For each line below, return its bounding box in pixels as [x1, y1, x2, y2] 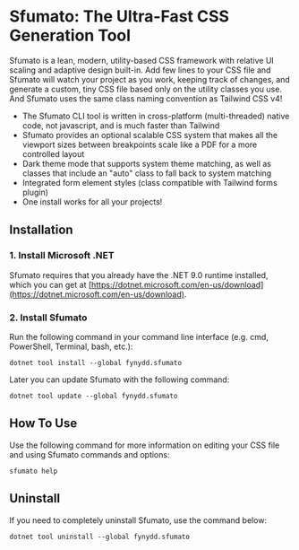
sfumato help [9, 467, 58, 476]
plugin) [21, 187, 49, 197]
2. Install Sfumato [9, 311, 88, 324]
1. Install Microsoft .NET [9, 249, 115, 262]
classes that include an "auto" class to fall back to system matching [21, 168, 272, 179]
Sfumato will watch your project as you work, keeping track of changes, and [9, 74, 291, 84]
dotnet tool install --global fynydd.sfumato [9, 358, 182, 367]
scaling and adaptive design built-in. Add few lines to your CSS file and [9, 65, 271, 75]
